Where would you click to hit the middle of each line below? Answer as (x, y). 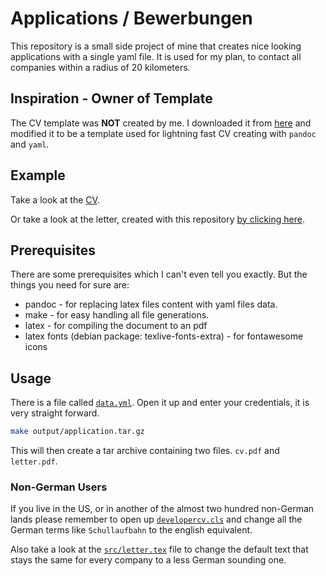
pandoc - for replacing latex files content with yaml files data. (151, 304)
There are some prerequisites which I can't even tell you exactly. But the (159, 274)
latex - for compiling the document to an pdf (116, 326)
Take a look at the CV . (55, 199)
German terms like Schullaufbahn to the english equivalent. (131, 530)
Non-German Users (59, 487)
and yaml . (30, 144)
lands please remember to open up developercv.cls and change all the (156, 519)
